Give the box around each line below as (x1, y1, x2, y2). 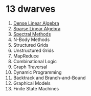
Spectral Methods (13, 31, 51, 37)
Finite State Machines (13, 85, 59, 91)
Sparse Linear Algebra (13, 25, 61, 31)
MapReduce (13, 52, 39, 59)
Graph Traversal (13, 64, 48, 70)
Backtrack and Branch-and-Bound (13, 74, 86, 81)
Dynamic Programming (13, 69, 62, 75)
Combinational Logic (13, 58, 57, 64)
